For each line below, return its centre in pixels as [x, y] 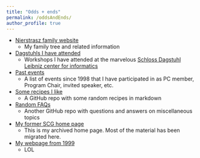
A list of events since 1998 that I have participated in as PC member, [109, 79]
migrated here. [42, 137]
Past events [30, 73]
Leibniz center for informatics [61, 66]
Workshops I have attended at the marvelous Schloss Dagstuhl [102, 60]
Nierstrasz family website [47, 41]
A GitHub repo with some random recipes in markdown [93, 98]
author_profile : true [34, 23]
